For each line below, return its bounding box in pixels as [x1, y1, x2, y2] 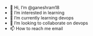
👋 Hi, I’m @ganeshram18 [9, 5, 60, 10]
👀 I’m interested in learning [9, 10, 65, 16]
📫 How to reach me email [9, 26, 63, 31]
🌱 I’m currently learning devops [9, 15, 74, 20]
